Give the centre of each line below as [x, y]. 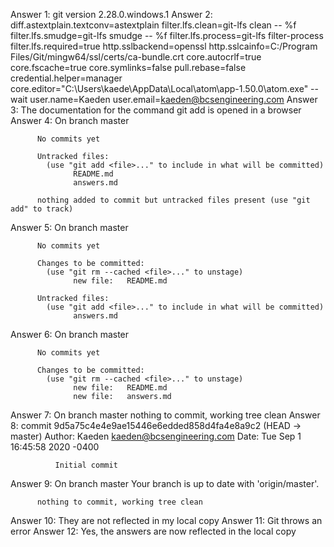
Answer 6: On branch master [70, 334]
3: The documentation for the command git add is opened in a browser [156, 110]
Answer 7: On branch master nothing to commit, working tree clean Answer [165, 415]
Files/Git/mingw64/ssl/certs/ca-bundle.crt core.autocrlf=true [136, 57]
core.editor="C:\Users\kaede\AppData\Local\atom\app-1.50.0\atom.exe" [159, 88]
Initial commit [86, 465]
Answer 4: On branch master [70, 120]
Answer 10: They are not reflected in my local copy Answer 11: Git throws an [166, 520]
